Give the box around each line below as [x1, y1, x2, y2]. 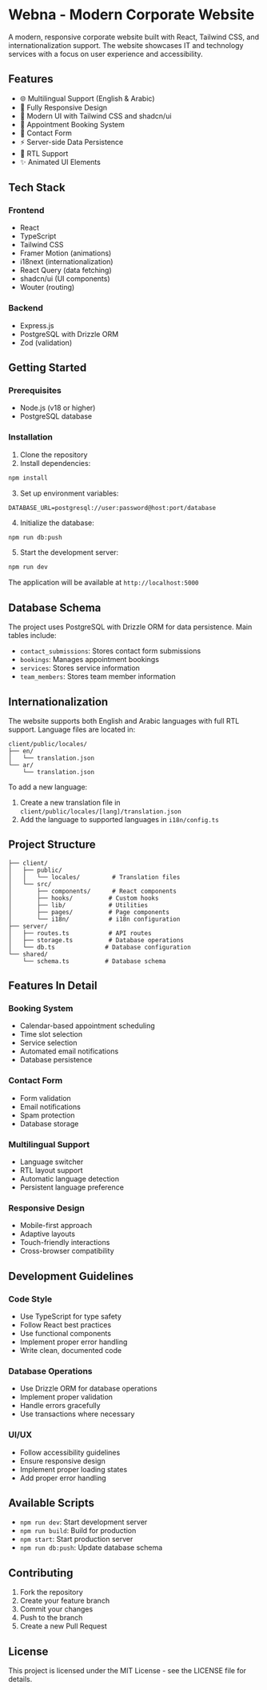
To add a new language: [8, 782, 88, 792]
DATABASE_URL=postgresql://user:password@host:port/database [8, 504, 217, 512]
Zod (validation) [19, 338, 73, 347]
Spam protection [19, 1110, 75, 1120]
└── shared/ [8, 950, 48, 958]
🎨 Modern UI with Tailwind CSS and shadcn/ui [19, 110, 172, 121]
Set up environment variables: [19, 488, 119, 498]
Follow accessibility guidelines [19, 1447, 121, 1457]
